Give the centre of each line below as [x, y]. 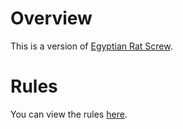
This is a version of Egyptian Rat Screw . [91, 46]
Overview [51, 18]
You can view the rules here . [69, 114]
